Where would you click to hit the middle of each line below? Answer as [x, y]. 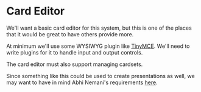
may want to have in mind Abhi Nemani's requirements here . [82, 82]
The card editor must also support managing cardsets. [75, 64]
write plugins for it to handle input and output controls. [75, 52]
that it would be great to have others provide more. [70, 34]
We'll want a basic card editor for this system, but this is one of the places [99, 28]
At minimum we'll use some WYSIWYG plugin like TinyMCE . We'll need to [98, 46]
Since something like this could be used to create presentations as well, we [100, 76]
